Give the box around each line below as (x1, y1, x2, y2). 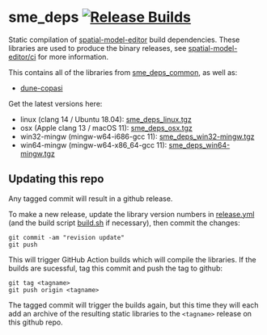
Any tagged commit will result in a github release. (8, 194, 173, 203)
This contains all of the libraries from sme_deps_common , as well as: (8, 67, 238, 77)
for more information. (37, 52, 109, 61)
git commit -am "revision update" (8, 233, 125, 241)
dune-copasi (19, 83, 63, 93)
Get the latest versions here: (8, 98, 103, 108)
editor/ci (8, 52, 36, 61)
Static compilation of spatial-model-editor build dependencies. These (8, 35, 240, 44)
